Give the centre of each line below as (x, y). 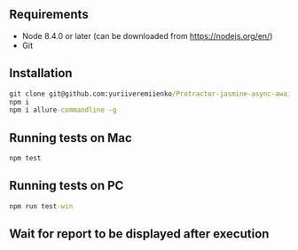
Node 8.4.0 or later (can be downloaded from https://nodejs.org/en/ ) (147, 35)
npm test (25, 159)
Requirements (49, 15)
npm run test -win (41, 206)
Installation (41, 73)
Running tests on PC (67, 186)
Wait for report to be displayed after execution (139, 234)
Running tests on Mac (71, 138)
